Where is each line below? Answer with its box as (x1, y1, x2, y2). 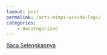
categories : (6, 20, 36, 26)
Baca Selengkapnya (6, 42, 56, 49)
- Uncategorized (17, 25, 59, 32)
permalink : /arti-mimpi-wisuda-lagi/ (6, 14, 102, 20)
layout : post (6, 8, 39, 15)
